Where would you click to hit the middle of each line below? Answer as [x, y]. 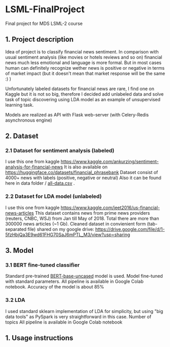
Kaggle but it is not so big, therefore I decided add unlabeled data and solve [84, 94]
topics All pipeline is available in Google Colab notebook [64, 322]
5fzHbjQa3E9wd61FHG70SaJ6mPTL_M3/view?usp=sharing [68, 235]
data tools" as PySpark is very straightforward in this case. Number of [78, 316]
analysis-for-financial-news [34, 167]
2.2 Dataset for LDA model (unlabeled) [54, 196]
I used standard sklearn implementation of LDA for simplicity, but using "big [84, 311]
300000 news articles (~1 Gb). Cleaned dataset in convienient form [76, 224]
